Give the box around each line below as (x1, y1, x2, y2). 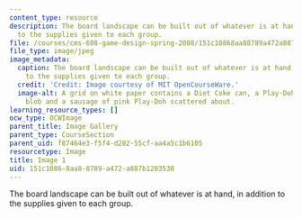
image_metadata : (9, 55, 70, 64)
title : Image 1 (9, 155, 67, 165)
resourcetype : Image (9, 147, 87, 156)
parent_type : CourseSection (9, 131, 115, 140)
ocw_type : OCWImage (9, 114, 83, 123)
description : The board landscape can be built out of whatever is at (9, 22, 280, 31)
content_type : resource (9, 13, 99, 23)
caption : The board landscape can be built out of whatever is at (17, 64, 271, 73)
